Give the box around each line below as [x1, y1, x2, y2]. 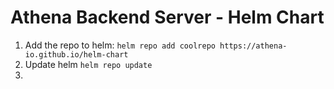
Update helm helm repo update [24, 58, 153, 70]
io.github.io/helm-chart [24, 49, 129, 60]
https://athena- [219, 41, 288, 51]
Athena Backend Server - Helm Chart [10, 6, 325, 29]
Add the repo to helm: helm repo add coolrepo [24, 39, 216, 51]
